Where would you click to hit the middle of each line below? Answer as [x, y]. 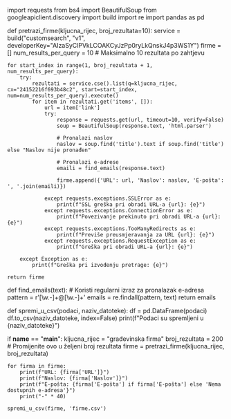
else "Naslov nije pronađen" [49, 150]
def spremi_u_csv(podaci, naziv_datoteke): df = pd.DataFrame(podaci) [107, 311]
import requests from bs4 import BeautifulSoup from [82, 10]
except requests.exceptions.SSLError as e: [108, 198]
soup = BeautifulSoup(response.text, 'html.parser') [134, 126]
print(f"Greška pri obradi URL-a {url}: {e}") [125, 247]
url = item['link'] [72, 108]
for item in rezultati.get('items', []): [93, 102]
